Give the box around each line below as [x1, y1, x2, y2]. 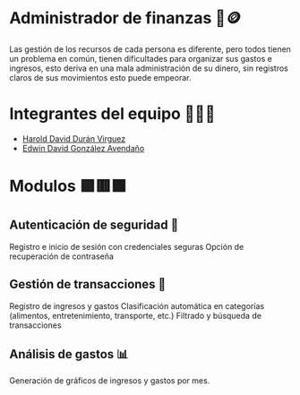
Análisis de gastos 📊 [9, 347, 129, 362]
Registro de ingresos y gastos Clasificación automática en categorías [9, 300, 265, 311]
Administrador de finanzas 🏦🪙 [9, 8, 242, 29]
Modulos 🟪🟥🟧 [9, 176, 127, 196]
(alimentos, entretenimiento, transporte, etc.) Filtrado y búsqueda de [9, 310, 262, 321]
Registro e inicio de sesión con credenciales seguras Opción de [9, 241, 244, 252]
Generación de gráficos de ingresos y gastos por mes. [9, 374, 210, 386]
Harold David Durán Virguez [21, 133, 126, 144]
